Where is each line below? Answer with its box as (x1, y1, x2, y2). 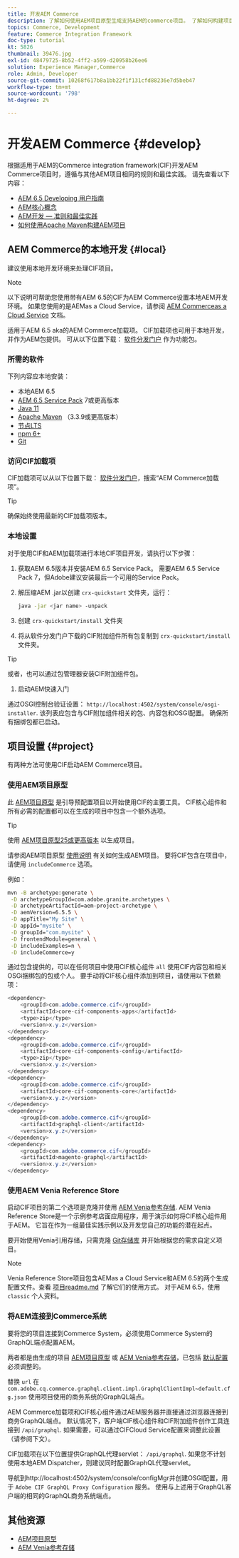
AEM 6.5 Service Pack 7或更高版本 (17, 396, 119, 405)
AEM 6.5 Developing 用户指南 (17, 193, 105, 202)
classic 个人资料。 (7, 1292, 63, 1300)
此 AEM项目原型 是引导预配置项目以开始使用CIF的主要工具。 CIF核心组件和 (7, 797, 228, 806)
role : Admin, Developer (7, 70, 78, 77)
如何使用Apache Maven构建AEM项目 (17, 221, 126, 229)
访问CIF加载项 (7, 456, 56, 466)
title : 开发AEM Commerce (7, 10, 79, 18)
